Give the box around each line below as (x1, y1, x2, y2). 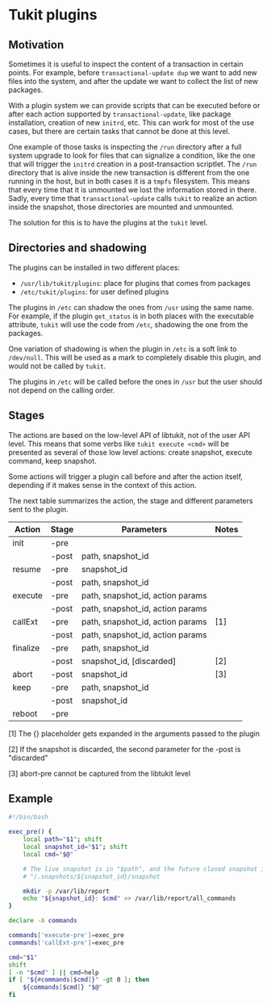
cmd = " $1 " (8, 953, 38, 961)
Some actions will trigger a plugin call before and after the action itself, (8, 471, 244, 481)
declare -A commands (8, 917, 78, 925)
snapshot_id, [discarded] (81, 655, 177, 666)
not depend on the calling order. (8, 385, 115, 395)
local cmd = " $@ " (23, 850, 74, 858)
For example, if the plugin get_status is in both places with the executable (8, 311, 254, 321)
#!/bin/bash (8, 814, 48, 822)
